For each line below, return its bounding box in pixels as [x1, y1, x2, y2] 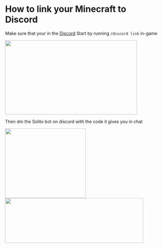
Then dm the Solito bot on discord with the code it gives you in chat [5, 118, 143, 124]
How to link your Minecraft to [5, 3, 126, 15]
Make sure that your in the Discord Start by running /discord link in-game [5, 30, 158, 36]
